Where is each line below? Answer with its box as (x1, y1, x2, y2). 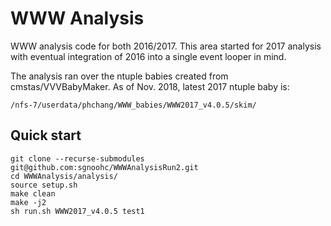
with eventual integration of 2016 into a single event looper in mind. (10, 50, 287, 62)
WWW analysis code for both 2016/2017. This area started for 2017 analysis (10, 40, 322, 52)
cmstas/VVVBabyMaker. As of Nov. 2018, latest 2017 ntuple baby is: (10, 80, 290, 92)
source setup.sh (10, 180, 78, 190)
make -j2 (10, 197, 47, 207)
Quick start (10, 127, 82, 144)
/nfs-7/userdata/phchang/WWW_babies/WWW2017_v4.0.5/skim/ (10, 100, 257, 110)
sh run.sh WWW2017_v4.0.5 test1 (10, 206, 145, 216)
